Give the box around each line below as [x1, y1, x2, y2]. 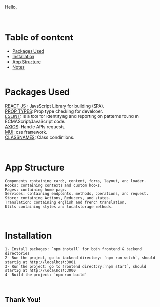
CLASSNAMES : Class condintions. [5, 134, 75, 140]
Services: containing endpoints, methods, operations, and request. [5, 191, 149, 196]
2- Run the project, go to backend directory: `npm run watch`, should [5, 255, 155, 260]
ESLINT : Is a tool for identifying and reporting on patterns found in [5, 113, 139, 119]
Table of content [5, 32, 74, 43]
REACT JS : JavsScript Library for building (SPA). [5, 103, 105, 109]
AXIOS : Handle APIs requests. [5, 123, 66, 130]
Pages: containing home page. [5, 187, 67, 192]
